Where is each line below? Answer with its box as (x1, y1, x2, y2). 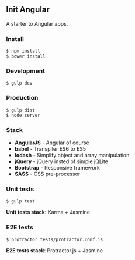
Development (6, 67, 46, 75)
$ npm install (6, 48, 41, 55)
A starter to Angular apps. (6, 20, 68, 27)
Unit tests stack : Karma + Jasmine (6, 208, 91, 216)
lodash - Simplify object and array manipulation (14, 152, 130, 158)
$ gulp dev (6, 80, 33, 86)
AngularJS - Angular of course (14, 139, 89, 146)
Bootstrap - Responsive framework (14, 164, 101, 171)
